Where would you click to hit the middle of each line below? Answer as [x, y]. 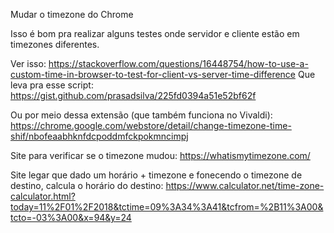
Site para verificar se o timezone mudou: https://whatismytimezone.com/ [160, 155]
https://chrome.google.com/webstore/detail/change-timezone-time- [151, 125]
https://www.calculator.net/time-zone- [245, 185]
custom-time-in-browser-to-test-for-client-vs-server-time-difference [153, 74]
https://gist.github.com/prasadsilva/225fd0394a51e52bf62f [133, 95]
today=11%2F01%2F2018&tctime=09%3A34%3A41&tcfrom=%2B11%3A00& [167, 207]
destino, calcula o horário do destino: [87, 185]
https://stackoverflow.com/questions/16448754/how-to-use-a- [178, 63]
